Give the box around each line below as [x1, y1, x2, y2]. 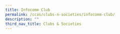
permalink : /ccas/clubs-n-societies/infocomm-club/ [5, 12, 115, 17]
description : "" [5, 16, 39, 21]
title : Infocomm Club [5, 7, 50, 12]
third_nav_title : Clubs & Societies [5, 21, 81, 26]
